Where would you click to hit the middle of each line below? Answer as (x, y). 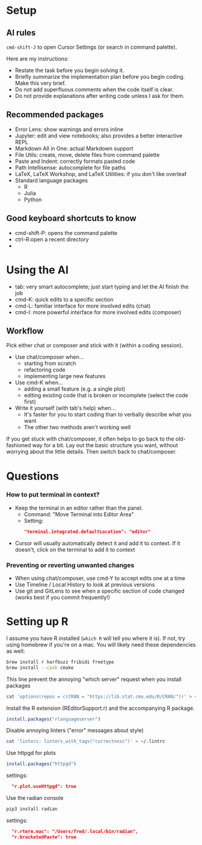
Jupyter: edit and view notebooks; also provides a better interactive (99, 135)
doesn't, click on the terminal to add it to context (75, 549)
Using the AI (38, 270)
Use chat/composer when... (49, 357)
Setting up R (37, 622)
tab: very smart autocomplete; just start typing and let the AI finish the (102, 287)
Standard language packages (51, 180)
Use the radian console (35, 798)
